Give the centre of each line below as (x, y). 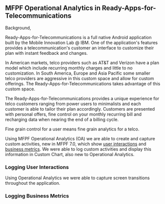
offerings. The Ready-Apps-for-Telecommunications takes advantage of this (83, 83)
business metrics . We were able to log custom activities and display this (78, 149)
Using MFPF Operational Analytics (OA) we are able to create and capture (80, 138)
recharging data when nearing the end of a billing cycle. (62, 119)
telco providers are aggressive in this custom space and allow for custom (80, 78)
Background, (18, 28)
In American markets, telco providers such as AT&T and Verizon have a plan (82, 62)
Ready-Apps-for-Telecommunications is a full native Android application (79, 37)
